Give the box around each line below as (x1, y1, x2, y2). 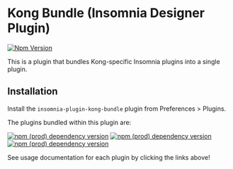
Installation (7, 85, 58, 97)
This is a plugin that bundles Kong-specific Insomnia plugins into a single (7, 57, 221, 65)
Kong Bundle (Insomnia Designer (7, 5, 205, 21)
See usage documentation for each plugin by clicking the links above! (7, 153, 210, 161)
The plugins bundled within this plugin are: (7, 118, 132, 126)
